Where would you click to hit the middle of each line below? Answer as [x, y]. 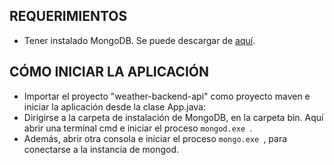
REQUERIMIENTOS [68, 16]
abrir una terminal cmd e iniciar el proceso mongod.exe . [138, 128]
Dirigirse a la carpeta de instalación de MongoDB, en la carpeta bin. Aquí [173, 117]
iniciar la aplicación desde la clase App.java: [115, 106]
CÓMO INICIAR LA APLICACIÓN [109, 72]
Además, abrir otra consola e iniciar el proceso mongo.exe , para [155, 138]
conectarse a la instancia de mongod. [101, 149]
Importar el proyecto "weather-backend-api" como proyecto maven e [167, 96]
